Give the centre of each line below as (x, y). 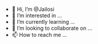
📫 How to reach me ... (39, 35)
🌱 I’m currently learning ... (43, 22)
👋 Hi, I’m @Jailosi (33, 9)
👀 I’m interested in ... (37, 15)
